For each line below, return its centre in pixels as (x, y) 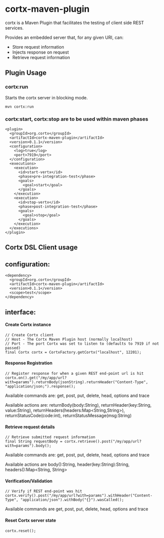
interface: (20, 312)
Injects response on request (41, 52)
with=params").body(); (28, 446)
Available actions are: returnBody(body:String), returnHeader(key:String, (78, 405)
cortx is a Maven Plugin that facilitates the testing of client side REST (75, 23)
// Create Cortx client (29, 335)
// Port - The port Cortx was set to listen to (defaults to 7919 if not (82, 344)
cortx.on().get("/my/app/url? (36, 378)
